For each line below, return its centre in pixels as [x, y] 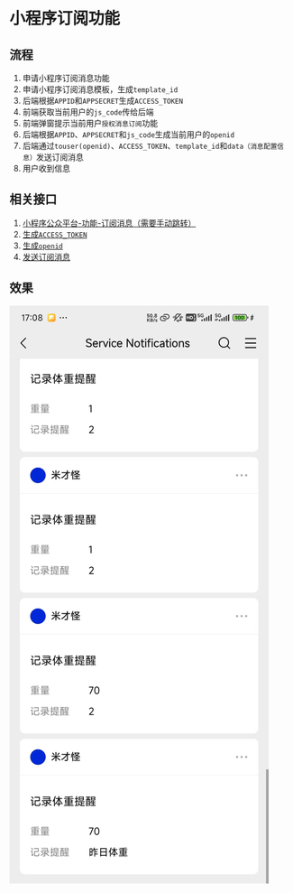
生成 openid [42, 246]
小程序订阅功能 [65, 19]
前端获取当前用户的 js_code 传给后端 [88, 112]
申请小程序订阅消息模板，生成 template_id [100, 89]
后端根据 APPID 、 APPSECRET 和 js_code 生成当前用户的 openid [128, 135]
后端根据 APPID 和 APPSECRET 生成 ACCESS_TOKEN [102, 101]
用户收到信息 [46, 168]
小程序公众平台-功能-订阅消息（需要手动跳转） [109, 223]
